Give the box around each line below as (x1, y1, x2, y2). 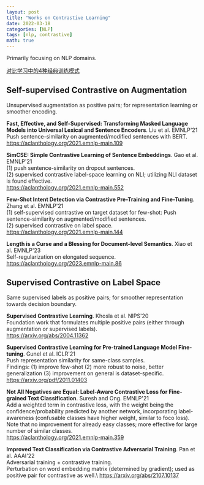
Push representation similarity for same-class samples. (6, 356, 145, 364)
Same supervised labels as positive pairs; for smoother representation (6, 294, 184, 301)
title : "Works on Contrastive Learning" (6, 15, 111, 21)
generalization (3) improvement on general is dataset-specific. (6, 369, 164, 377)
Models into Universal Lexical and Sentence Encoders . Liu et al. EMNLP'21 (6, 126, 198, 134)
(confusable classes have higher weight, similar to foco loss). (35, 414, 190, 421)
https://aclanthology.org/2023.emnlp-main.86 (6, 259, 123, 267)
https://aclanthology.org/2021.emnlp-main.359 (6, 433, 124, 441)
